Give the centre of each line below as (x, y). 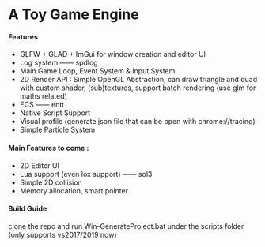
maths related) (43, 96)
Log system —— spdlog (59, 63)
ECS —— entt (42, 105)
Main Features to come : (49, 148)
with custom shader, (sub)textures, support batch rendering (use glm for (138, 88)
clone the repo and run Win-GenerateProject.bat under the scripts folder (126, 226)
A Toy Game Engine (74, 15)
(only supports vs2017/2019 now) (62, 234)
